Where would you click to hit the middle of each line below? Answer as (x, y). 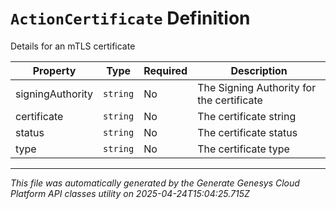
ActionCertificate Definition (130, 18)
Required (165, 70)
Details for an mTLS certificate (73, 46)
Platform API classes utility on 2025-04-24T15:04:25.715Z (130, 193)
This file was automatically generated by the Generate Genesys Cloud (155, 183)
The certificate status (247, 132)
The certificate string (247, 116)
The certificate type (243, 149)
